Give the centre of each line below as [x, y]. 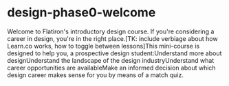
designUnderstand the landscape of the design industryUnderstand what [111, 60]
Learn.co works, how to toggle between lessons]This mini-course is [103, 46]
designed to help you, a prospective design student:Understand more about [115, 53]
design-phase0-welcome [81, 13]
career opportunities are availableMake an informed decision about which [111, 68]
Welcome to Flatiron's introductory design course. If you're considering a [111, 31]
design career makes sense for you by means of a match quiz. [95, 75]
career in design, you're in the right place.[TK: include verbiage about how [112, 38]
